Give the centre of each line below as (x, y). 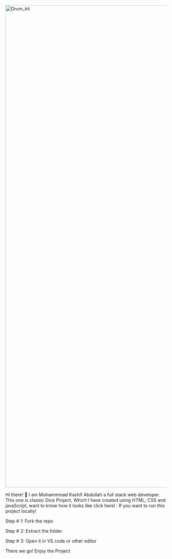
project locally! (21, 511)
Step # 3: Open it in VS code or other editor (51, 541)
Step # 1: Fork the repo (29, 521)
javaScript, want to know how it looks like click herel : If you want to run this (85, 506)
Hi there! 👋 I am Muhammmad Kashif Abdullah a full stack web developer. (83, 495)
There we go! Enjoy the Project (38, 551)
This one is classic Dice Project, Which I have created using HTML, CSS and (85, 500)
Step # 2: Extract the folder (34, 531)
